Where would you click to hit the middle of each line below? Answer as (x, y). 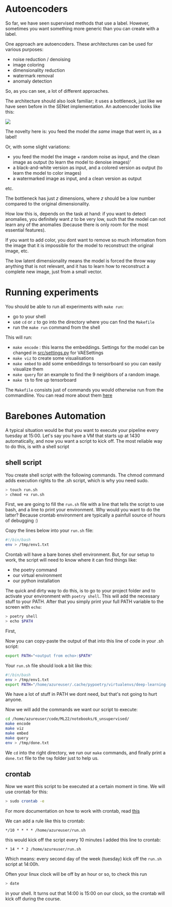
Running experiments (52, 292)
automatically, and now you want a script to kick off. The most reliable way (84, 441)
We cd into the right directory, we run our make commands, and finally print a (85, 753)
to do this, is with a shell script (37, 446)
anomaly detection (32, 81)
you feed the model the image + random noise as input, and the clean (86, 156)
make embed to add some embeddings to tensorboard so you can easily (87, 363)
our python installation (36, 581)
